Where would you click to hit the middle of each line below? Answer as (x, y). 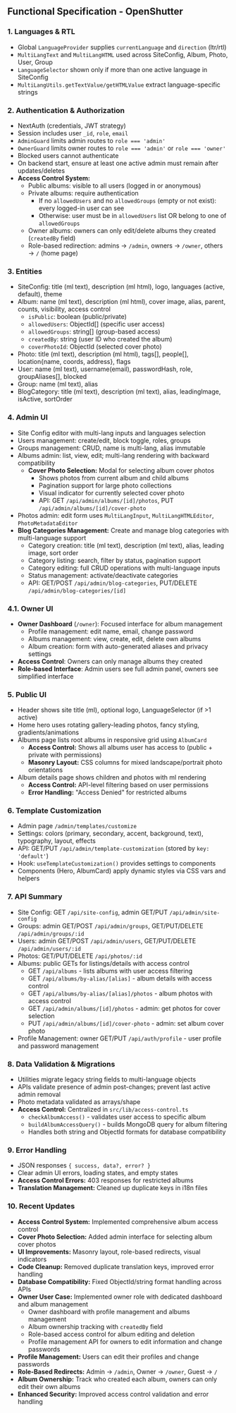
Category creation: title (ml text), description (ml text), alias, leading (126, 545)
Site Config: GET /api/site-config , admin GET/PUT (93, 912)
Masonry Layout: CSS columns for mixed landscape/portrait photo (125, 763)
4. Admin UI (27, 418)
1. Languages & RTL (41, 32)
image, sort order (53, 552)
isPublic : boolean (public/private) (77, 317)
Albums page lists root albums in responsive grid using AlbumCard (112, 740)
